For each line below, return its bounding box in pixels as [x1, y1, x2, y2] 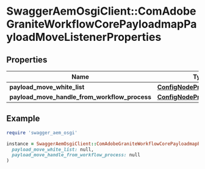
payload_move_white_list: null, [12, 146, 95, 153]
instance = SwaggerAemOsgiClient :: [6, 140, 97, 147]
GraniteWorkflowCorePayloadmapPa [6, 17, 197, 31]
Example [6, 113, 40, 124]
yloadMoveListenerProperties [6, 31, 162, 44]
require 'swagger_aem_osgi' [6, 129, 78, 135]
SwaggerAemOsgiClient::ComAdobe [6, 4, 196, 18]
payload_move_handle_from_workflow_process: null [12, 152, 140, 158]
